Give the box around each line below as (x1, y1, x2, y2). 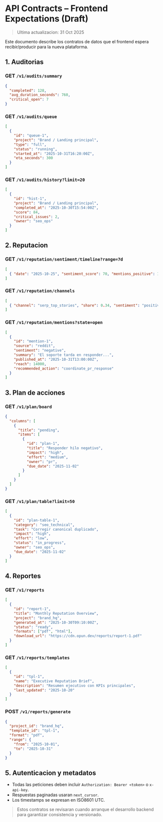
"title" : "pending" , (17, 428, 60, 433)
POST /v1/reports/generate (5, 708, 71, 715)
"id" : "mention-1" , (14, 339, 53, 344)
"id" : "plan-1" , (26, 441, 60, 446)
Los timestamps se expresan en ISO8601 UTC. (12, 797, 105, 803)
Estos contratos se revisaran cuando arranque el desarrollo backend (16, 806, 154, 812)
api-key (12, 788, 28, 793)
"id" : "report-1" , (14, 606, 51, 612)
